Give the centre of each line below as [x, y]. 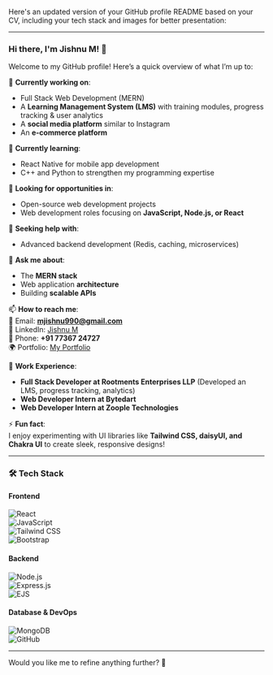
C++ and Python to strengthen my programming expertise [117, 173]
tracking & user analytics [62, 115]
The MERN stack [49, 276]
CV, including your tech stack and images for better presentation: [117, 20]
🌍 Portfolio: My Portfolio [50, 348]
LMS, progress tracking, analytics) [78, 391]
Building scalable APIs [58, 293]
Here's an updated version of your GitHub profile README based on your [131, 12]
